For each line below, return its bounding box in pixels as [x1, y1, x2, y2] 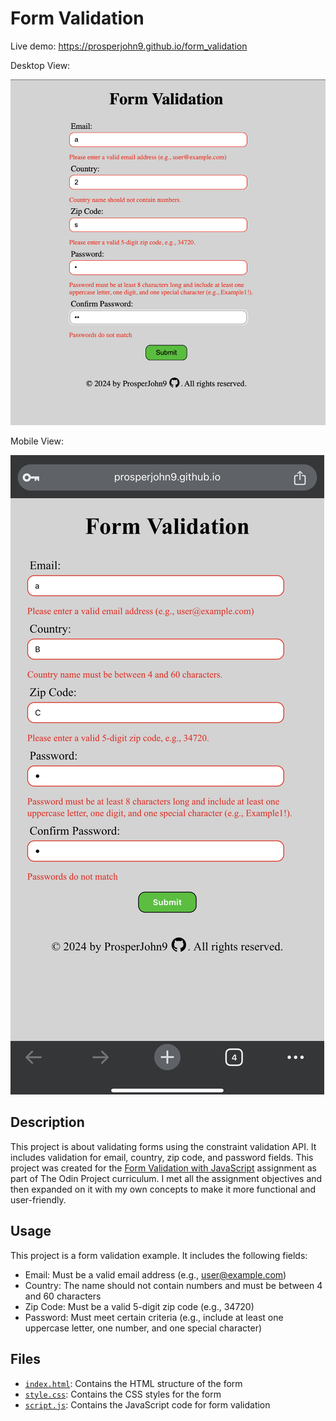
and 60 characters [24, 1290, 102, 1302]
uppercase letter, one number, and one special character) [24, 1322, 263, 1334]
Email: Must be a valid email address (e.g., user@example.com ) [24, 1268, 287, 1281]
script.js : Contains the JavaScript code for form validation [24, 1398, 271, 1411]
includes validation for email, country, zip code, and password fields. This [10, 1151, 314, 1163]
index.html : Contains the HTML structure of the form [24, 1377, 243, 1389]
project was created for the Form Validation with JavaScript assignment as [10, 1162, 317, 1174]
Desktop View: [10, 59, 71, 71]
